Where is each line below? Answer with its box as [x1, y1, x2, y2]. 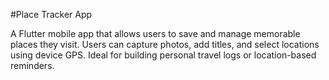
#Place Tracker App [10, 9, 93, 20]
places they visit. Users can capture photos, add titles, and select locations [10, 39, 320, 50]
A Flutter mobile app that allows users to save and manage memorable [10, 28, 301, 39]
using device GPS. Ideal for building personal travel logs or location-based [10, 49, 317, 61]
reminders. [10, 60, 55, 71]
